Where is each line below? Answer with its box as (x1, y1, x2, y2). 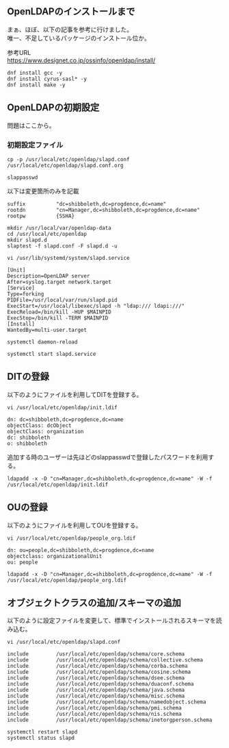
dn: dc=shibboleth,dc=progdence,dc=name (7, 416, 124, 423)
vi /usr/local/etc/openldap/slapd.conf (7, 639, 121, 646)
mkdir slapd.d (7, 237, 48, 243)
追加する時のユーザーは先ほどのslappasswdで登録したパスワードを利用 (7, 453, 208, 461)
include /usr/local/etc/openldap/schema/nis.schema (7, 711, 183, 718)
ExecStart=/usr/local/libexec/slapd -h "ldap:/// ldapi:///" (7, 302, 185, 309)
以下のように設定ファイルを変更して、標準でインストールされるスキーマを (7, 616, 217, 625)
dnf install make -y (7, 81, 66, 88)
